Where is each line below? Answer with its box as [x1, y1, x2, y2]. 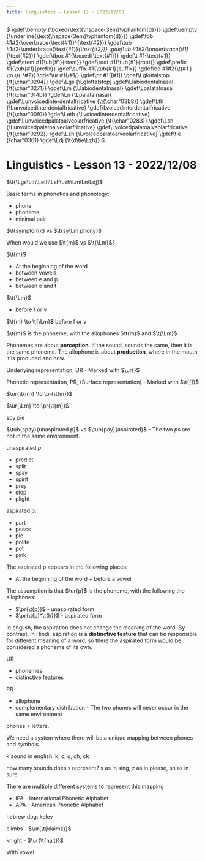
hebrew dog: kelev [6, 813, 53, 820]
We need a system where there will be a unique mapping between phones [6, 734, 193, 742]
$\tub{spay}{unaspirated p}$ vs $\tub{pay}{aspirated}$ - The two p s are [6, 425, 191, 433]
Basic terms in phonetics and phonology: [6, 190, 110, 197]
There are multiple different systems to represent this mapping [6, 783, 164, 790]
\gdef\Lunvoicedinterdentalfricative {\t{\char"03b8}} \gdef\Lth [6, 97, 164, 105]
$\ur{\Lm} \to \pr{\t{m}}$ [6, 402, 69, 409]
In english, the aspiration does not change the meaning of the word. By [6, 623, 185, 631]
